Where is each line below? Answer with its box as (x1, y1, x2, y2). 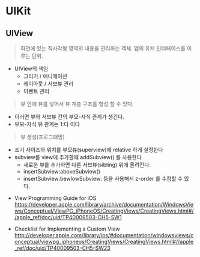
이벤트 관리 (23, 88, 49, 94)
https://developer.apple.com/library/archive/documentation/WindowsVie (14, 201, 193, 208)
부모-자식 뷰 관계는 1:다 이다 (14, 121, 80, 127)
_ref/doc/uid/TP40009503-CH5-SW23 (14, 244, 111, 252)
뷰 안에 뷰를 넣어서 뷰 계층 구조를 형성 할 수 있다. (20, 100, 134, 107)
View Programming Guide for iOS (14, 195, 97, 202)
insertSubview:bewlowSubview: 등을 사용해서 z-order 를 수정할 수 (23, 175, 183, 182)
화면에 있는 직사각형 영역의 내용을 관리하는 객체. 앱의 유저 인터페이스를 (20, 45, 186, 52)
